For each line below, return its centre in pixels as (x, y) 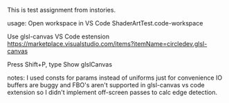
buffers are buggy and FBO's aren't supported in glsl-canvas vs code (106, 85)
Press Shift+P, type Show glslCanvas (60, 64)
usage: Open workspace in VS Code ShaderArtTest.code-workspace (105, 23)
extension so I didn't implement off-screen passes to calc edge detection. (112, 92)
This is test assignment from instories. (62, 10)
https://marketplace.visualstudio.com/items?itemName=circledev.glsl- (107, 44)
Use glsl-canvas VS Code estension (58, 36)
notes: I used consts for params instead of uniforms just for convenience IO (115, 78)
